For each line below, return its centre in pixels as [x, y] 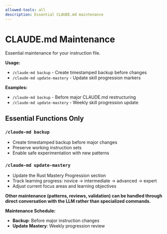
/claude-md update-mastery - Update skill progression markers [77, 78]
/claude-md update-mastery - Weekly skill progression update [75, 103]
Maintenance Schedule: [30, 211]
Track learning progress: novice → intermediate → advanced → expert [84, 181]
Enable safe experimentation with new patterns [61, 153]
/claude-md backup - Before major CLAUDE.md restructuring [74, 97]
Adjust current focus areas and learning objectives [64, 186]
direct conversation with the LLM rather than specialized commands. [78, 201]
